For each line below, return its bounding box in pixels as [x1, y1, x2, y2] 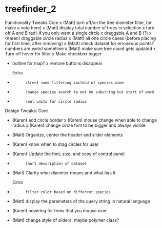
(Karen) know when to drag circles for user [12, 141, 99, 147]
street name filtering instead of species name [25, 80, 124, 85]
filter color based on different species [25, 189, 111, 194]
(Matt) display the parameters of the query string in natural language [12, 198, 150, 204]
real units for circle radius [25, 99, 87, 104]
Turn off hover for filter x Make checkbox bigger [5, 50, 102, 57]
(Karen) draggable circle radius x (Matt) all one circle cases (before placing [5, 35, 156, 41]
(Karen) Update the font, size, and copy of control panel [12, 151, 125, 157]
